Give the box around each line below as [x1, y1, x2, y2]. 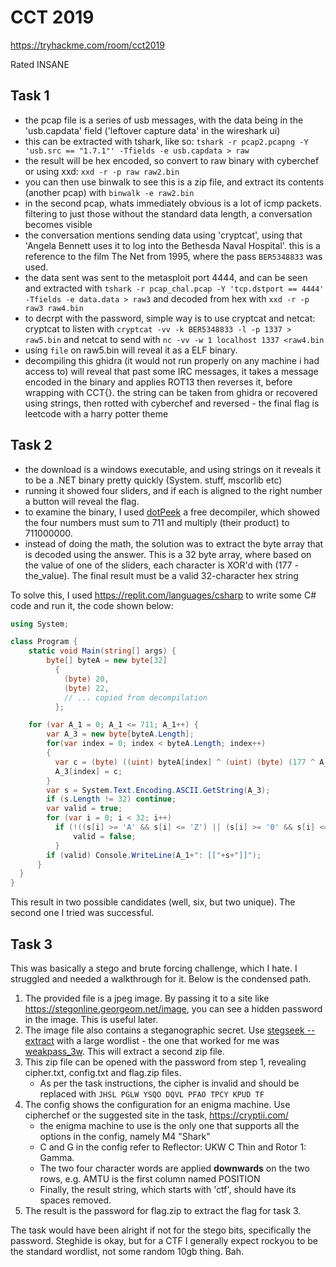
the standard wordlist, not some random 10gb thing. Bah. [10, 1246, 244, 1257]
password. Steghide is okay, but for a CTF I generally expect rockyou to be [10, 1235, 318, 1246]
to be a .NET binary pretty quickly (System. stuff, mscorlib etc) [24, 474, 283, 486]
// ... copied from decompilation [63, 692, 208, 703]
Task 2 [10, 437, 53, 454]
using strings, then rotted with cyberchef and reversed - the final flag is [24, 397, 320, 409]
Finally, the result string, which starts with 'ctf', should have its [39, 1184, 297, 1195]
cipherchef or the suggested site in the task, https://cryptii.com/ [24, 1109, 289, 1121]
